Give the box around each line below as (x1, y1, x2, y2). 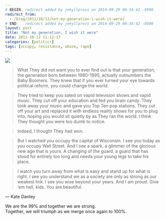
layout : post (5, 26, 32, 31)
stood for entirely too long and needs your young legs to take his (17, 153, 149, 159)
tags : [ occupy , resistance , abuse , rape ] (5, 44, 92, 49)
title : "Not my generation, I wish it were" (5, 30, 98, 35)
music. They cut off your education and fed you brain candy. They (17, 97, 152, 103)
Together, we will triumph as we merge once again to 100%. (5, 208, 127, 214)
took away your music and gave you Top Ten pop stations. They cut (17, 102, 156, 109)
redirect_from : (5, 12, 37, 17)
